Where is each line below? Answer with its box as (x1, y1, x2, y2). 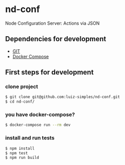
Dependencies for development (5, 35, 106, 43)
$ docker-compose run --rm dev (5, 122, 71, 128)
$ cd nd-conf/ (5, 99, 35, 104)
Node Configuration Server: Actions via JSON (5, 20, 100, 26)
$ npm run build (5, 155, 39, 160)
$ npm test (5, 150, 28, 155)
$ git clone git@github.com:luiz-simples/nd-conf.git (5, 95, 120, 100)
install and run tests (5, 134, 55, 141)
